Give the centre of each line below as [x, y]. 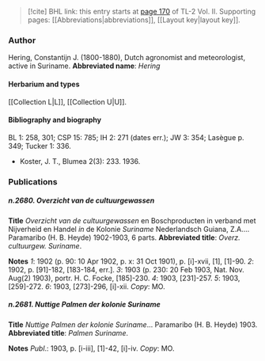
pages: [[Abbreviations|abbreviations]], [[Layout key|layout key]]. [134, 20]
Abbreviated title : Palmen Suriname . [68, 332]
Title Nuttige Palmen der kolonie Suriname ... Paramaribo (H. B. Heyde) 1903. [133, 325]
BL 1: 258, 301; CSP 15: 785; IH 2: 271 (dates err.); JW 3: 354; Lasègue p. [126, 137]
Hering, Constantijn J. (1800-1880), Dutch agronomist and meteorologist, [127, 58]
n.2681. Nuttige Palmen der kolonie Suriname [84, 305]
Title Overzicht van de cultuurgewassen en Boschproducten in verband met [132, 220]
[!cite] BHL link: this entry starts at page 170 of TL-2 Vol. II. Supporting [141, 11]
